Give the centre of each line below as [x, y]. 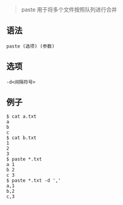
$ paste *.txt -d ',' [34, 181]
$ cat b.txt [21, 138]
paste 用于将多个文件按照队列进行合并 [69, 9]
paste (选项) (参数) [30, 46]
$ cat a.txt [21, 117]
